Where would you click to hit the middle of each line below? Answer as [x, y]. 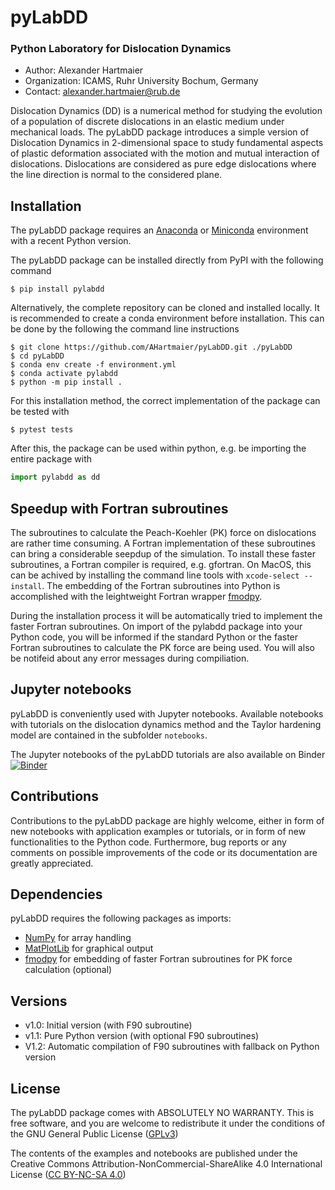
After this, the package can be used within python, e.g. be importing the [158, 448]
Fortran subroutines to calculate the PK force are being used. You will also [162, 647]
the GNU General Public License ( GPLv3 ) [94, 1134]
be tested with [40, 412]
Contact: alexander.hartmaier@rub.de [102, 92]
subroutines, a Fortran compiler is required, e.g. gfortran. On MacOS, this [161, 564]
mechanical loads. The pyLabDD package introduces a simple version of [160, 132]
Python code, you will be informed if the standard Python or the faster [154, 637]
